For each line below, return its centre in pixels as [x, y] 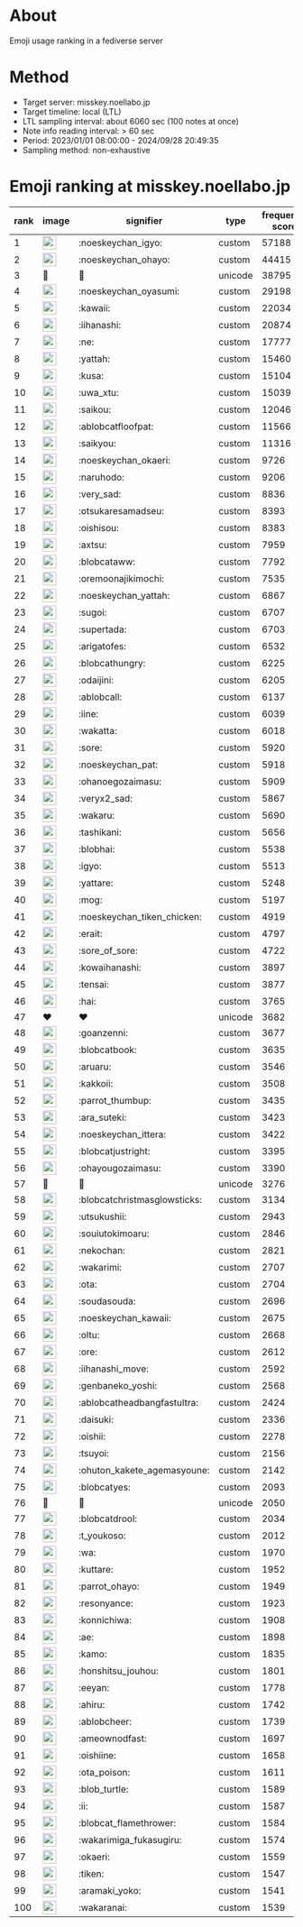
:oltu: [89, 1335]
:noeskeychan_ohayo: [124, 260]
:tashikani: [100, 832]
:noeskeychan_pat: [118, 765]
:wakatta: [97, 730]
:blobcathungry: [112, 663]
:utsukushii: [102, 1216]
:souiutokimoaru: [114, 1234]
